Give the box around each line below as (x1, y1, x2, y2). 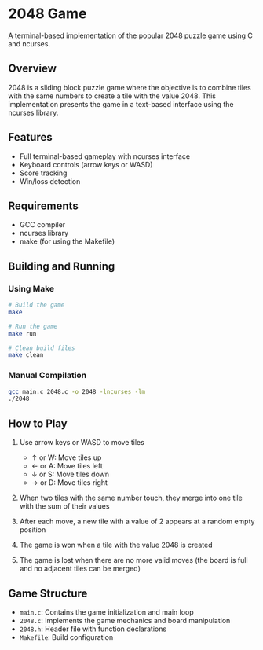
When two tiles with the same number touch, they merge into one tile (19, 493, 243, 503)
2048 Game (8, 5, 87, 23)
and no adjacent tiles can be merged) (19, 564, 141, 574)
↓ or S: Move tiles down (31, 469, 110, 479)
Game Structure (8, 586, 88, 600)
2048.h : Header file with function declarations (19, 624, 167, 633)
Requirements (8, 199, 79, 212)
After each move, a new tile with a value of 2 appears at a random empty (19, 516, 255, 527)
